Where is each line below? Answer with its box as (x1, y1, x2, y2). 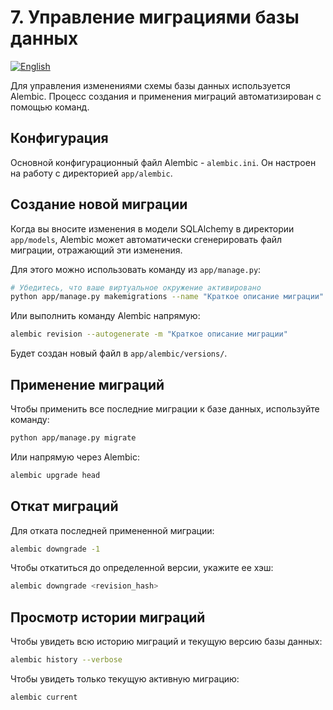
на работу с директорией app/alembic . (10, 167, 173, 179)
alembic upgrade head (10, 470, 101, 480)
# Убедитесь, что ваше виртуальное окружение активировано (10, 282, 262, 293)
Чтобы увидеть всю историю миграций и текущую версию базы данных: (10, 636, 323, 648)
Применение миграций (10, 376, 165, 393)
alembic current (10, 692, 78, 702)
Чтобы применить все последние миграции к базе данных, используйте (10, 403, 320, 415)
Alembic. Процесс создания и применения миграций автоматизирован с (10, 90, 322, 102)
